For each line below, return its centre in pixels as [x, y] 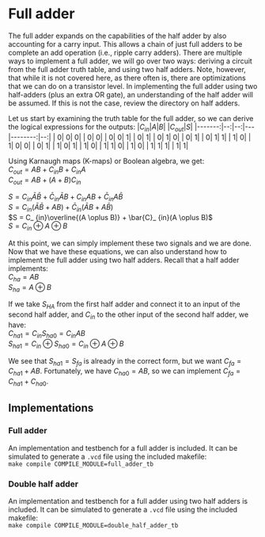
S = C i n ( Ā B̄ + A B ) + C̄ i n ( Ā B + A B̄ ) [61, 208]
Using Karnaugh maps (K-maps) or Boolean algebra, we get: [106, 161]
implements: [28, 268]
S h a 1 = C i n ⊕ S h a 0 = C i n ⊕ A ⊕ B [66, 344]
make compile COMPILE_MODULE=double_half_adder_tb [93, 525]
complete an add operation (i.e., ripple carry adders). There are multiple [125, 52]
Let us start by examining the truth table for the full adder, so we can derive [131, 118]
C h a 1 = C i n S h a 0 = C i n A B [47, 334]
